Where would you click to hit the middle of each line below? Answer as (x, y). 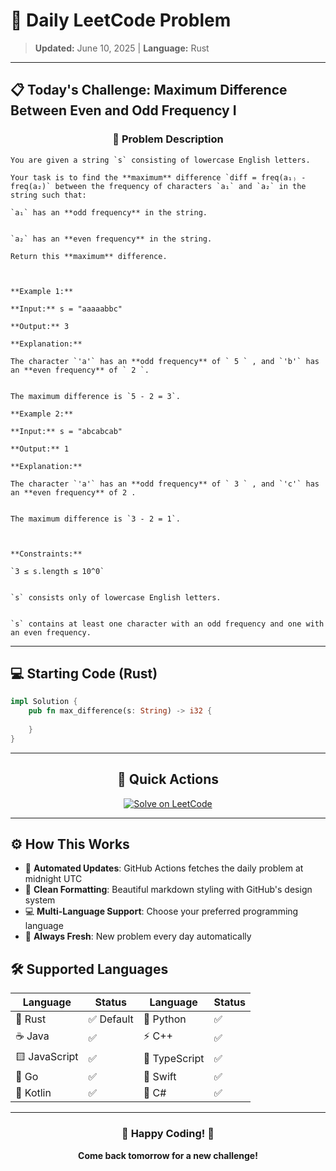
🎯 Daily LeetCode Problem (121, 20)
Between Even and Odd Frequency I (123, 110)
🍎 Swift (160, 1077)
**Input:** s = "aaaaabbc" (66, 309)
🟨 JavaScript (47, 1057)
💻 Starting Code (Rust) (84, 674)
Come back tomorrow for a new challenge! (168, 1155)
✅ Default (111, 1019)
